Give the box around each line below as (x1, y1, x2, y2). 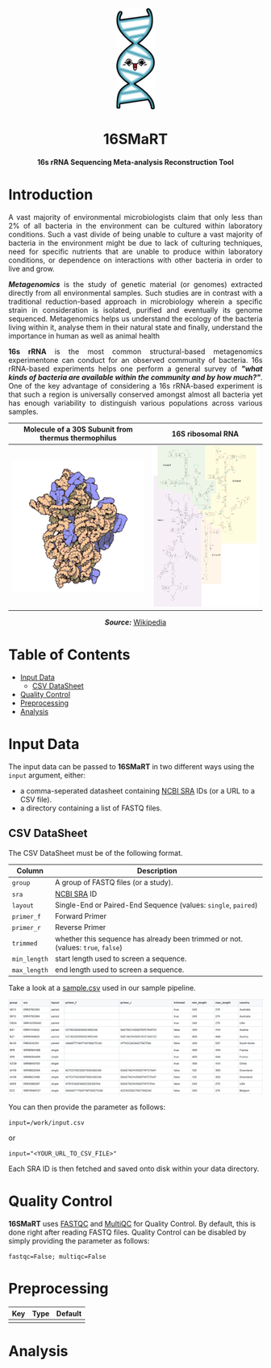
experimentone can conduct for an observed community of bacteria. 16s (8, 355, 263, 364)
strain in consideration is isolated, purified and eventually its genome (8, 305, 263, 314)
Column (16, 866, 44, 876)
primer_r (11, 924, 42, 932)
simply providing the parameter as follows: (8, 1236, 150, 1246)
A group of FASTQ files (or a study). (55, 878, 173, 887)
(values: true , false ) (55, 942, 123, 952)
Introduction (8, 185, 94, 204)
